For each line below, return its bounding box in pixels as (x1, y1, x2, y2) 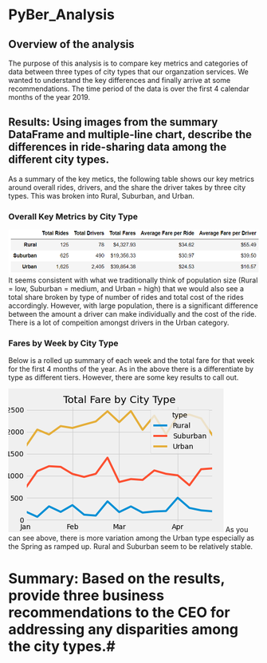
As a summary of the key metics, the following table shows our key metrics (8, 174, 255, 184)
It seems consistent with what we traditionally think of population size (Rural (8, 275, 258, 285)
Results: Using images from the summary (8, 116, 218, 129)
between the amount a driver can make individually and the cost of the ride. (8, 309, 257, 318)
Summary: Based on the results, (8, 570, 226, 588)
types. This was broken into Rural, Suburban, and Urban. (8, 191, 195, 200)
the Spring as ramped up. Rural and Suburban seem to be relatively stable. (8, 542, 253, 551)
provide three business (8, 586, 165, 605)
